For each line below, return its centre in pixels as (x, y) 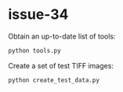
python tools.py (34, 50)
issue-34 (38, 15)
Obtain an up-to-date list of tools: (62, 36)
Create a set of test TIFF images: (61, 65)
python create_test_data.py (54, 80)
